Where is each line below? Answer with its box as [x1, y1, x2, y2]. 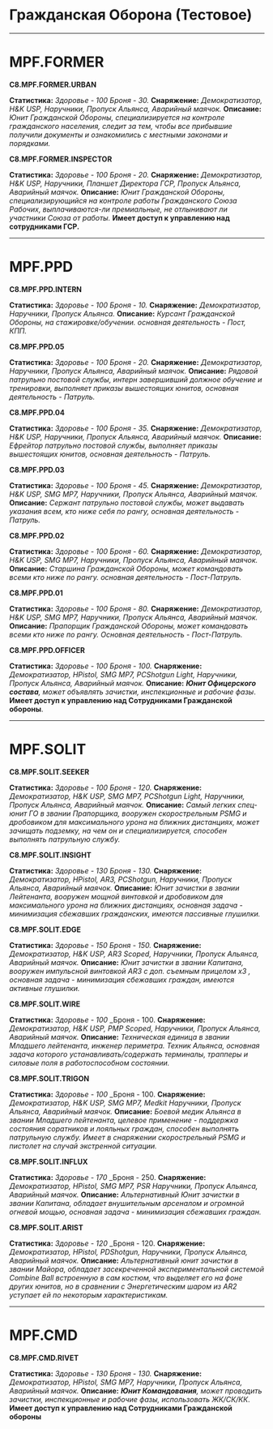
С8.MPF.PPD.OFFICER [9, 645, 86, 654]
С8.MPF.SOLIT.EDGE [9, 925, 82, 934]
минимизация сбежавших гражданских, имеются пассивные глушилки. [9, 908, 261, 918]
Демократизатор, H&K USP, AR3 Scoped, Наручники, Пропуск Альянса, [9, 949, 259, 959]
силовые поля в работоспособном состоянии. [9, 1058, 170, 1067]
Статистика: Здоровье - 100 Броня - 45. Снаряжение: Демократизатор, [9, 480, 262, 490]
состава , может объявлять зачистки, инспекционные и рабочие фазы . [9, 687, 256, 697]
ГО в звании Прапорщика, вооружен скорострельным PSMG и [28, 809, 247, 818]
